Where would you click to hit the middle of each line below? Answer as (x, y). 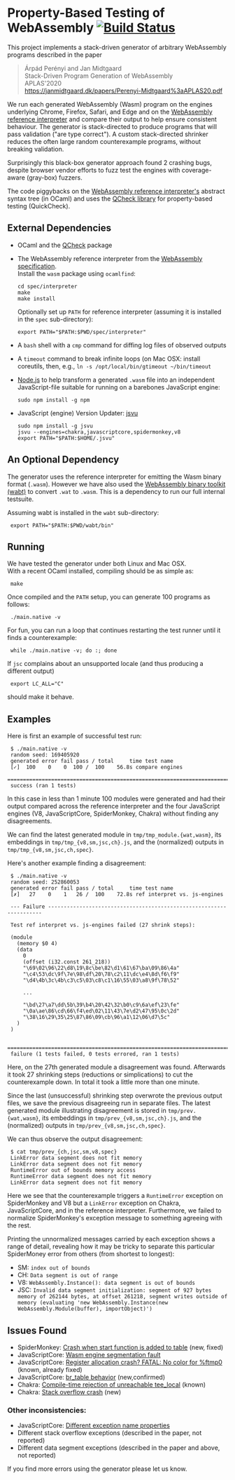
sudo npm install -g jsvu (55, 426)
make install (36, 299)
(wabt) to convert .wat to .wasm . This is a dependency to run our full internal (116, 491)
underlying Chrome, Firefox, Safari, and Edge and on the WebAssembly (110, 112)
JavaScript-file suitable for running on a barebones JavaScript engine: (119, 387)
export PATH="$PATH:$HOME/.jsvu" (66, 438)
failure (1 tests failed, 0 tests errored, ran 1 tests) (95, 1054)
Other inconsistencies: (47, 1410)
